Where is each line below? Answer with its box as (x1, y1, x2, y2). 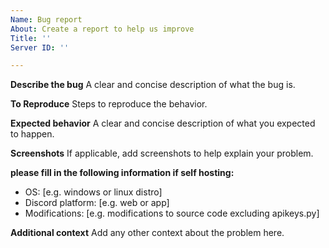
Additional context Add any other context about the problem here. (10, 227, 285, 239)
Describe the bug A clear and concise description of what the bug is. (10, 79, 296, 91)
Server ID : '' (10, 42, 70, 53)
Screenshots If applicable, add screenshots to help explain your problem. (10, 147, 314, 160)
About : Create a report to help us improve (10, 24, 195, 34)
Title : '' (10, 33, 52, 43)
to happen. (10, 128, 55, 140)
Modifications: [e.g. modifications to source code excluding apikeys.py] (24, 207, 320, 220)
